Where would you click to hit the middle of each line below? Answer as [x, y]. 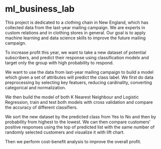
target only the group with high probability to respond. [59, 63]
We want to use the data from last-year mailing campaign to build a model [79, 72]
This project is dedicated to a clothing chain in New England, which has [77, 22]
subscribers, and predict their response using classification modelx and [77, 57]
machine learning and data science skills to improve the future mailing [75, 38]
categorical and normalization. [36, 87]
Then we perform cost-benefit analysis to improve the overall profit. [73, 141]
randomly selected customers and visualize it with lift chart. [65, 132]
